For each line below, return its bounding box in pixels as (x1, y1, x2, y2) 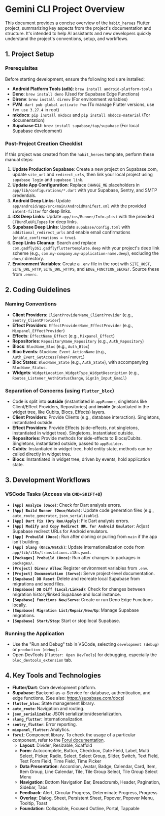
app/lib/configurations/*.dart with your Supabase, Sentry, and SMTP (12, 187, 158, 193)
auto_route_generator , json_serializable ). (12, 512, 99, 518)
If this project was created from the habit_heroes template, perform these (5, 151, 155, 157)
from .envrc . (12, 271, 38, 277)
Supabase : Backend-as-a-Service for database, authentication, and (12, 689, 151, 696)
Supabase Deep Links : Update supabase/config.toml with (12, 224, 131, 230)
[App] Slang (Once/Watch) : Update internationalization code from (12, 544, 145, 550)
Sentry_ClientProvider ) (12, 317, 61, 323)
